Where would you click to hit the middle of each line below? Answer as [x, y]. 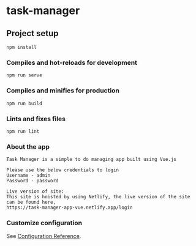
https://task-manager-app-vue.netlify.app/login [70, 208]
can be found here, [31, 203]
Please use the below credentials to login [63, 170]
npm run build [24, 103]
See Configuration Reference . [44, 236]
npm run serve [24, 75]
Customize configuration [44, 223]
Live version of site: [35, 192]
